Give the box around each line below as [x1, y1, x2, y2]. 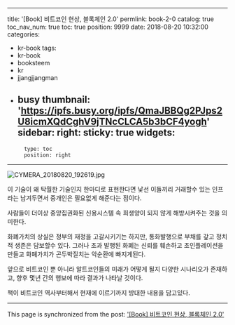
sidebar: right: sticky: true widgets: [17, 127, 176, 139]
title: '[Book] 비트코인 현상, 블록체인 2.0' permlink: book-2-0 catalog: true [7, 15, 215, 23]
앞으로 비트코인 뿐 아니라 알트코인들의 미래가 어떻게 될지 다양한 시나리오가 [7, 265, 209, 273]
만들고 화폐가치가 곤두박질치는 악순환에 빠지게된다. [7, 250, 146, 258]
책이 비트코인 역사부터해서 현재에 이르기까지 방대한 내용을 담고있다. [7, 288, 190, 297]
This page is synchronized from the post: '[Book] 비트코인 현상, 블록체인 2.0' [7, 310, 225, 318]
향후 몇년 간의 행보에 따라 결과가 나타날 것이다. [16, 273, 143, 281]
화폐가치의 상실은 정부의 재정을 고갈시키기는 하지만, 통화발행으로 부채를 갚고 [7, 232, 215, 241]
